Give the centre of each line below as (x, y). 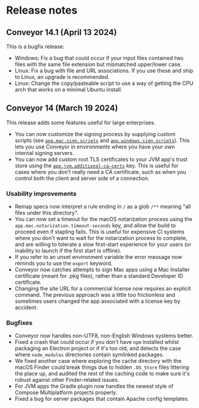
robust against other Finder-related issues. (67, 380)
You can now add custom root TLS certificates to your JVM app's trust (101, 159)
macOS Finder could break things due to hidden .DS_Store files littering (102, 367)
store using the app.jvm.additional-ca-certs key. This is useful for (97, 165)
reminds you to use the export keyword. (64, 263)
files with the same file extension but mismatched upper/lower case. (98, 64)
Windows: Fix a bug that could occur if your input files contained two (99, 58)
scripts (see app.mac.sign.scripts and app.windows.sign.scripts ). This (102, 140)
